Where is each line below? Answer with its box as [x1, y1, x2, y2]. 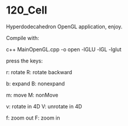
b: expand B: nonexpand [6, 80, 65, 87]
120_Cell [6, 4, 48, 17]
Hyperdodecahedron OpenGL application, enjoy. [6, 23, 123, 30]
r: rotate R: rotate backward [6, 68, 72, 75]
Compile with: [6, 34, 40, 41]
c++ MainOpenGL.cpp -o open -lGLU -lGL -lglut [6, 45, 122, 53]
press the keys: [6, 57, 43, 64]
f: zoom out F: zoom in [6, 114, 60, 121]
